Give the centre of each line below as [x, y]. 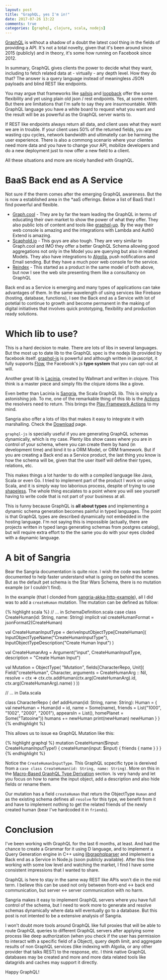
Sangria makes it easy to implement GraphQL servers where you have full [80, 900]
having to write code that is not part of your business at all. [65, 496]
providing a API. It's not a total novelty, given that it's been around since [79, 48]
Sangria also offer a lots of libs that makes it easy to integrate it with [75, 419]
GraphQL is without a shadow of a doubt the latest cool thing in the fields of [83, 42]
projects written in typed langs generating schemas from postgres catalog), [83, 527]
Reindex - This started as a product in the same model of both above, [83, 267]
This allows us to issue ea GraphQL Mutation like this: [60, 733]
